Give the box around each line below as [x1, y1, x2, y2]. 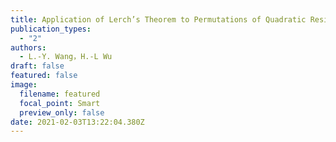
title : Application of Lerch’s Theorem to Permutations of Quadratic [10, 14, 307, 25]
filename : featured [19, 89, 101, 99]
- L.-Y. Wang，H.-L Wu [19, 52, 113, 62]
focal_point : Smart [19, 98, 101, 108]
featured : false [10, 71, 78, 81]
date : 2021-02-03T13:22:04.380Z [10, 117, 145, 127]
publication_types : [10, 24, 92, 34]
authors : [10, 42, 47, 53]
